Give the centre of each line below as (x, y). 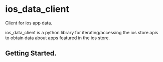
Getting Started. (31, 53)
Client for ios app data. (29, 23)
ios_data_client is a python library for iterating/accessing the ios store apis (82, 32)
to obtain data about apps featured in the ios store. (58, 38)
